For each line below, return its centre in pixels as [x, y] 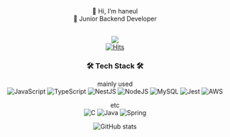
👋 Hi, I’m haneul [115, 11]
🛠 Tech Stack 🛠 [115, 65]
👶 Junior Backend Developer [115, 18]
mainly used [115, 84]
